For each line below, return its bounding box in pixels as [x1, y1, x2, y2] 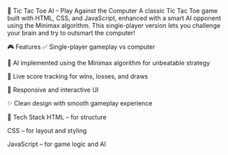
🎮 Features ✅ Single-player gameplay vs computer [7, 42, 155, 51]
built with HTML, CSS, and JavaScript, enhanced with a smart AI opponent [7, 14, 222, 22]
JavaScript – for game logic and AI [7, 140, 107, 148]
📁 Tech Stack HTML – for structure [7, 113, 107, 121]
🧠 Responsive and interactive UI [7, 85, 99, 94]
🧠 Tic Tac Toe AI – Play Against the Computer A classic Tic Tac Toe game [7, 7, 218, 15]
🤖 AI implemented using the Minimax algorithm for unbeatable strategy [7, 59, 211, 67]
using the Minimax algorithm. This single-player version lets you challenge [7, 22, 221, 29]
